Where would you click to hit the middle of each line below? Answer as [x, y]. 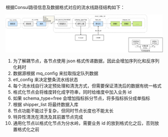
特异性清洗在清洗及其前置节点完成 [48, 117]
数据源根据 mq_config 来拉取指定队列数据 [56, 73]
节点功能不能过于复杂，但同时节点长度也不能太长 [63, 111]
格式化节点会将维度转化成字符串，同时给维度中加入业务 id [72, 92]
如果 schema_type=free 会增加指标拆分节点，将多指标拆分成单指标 [82, 98]
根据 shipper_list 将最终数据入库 [46, 104]
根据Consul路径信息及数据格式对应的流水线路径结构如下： [65, 7]
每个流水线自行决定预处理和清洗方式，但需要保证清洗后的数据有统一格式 [87, 86]
